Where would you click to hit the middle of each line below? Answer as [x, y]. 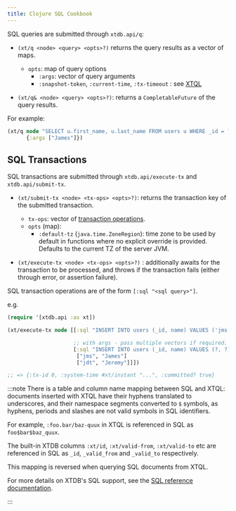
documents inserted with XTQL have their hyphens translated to [99, 396]
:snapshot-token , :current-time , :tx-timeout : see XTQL [120, 83]
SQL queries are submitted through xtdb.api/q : [76, 34]
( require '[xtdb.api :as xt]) [52, 317]
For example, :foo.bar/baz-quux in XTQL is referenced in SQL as [100, 425]
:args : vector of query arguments [87, 76]
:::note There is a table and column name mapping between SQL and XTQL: [116, 389]
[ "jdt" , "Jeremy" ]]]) [108, 362]
